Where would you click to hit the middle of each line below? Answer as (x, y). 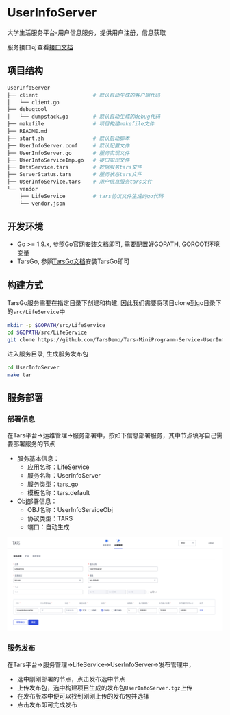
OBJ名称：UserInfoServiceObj (70, 510)
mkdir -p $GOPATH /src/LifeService (56, 326)
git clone (21, 340)
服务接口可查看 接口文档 (40, 47)
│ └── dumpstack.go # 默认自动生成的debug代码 (84, 117)
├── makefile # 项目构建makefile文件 (81, 124)
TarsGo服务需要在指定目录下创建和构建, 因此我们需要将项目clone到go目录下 (114, 303)
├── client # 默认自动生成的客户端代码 (84, 95)
